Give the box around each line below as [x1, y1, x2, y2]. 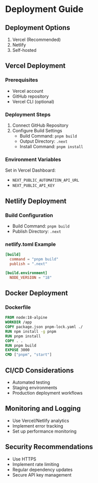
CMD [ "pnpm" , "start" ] [5, 352, 52, 357]
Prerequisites [5, 76, 38, 83]
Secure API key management [12, 472, 72, 478]
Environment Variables [5, 156, 61, 163]
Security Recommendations [5, 443, 93, 451]
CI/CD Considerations [5, 366, 74, 375]
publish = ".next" [9, 261, 48, 266]
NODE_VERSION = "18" [9, 275, 52, 280]
